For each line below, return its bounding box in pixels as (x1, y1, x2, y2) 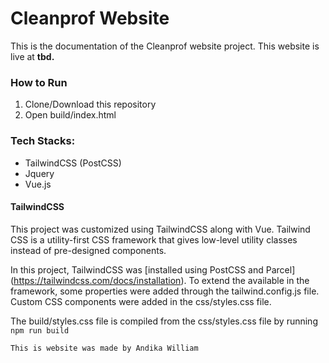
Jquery (24, 167, 55, 179)
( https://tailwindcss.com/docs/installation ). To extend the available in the (10, 274, 310, 286)
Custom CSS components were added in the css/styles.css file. (10, 295, 272, 307)
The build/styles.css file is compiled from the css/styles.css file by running (10, 315, 318, 327)
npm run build (10, 325, 70, 336)
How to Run (10, 75, 68, 89)
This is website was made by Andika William (10, 343, 199, 353)
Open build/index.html (24, 109, 117, 121)
